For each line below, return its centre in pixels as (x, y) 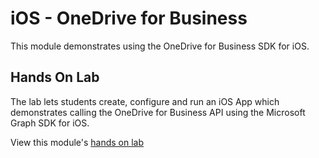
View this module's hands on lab (77, 142)
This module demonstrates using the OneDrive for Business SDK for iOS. (160, 46)
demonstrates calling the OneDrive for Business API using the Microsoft (158, 112)
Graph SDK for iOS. (50, 123)
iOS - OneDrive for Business (129, 18)
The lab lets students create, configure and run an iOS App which (145, 101)
